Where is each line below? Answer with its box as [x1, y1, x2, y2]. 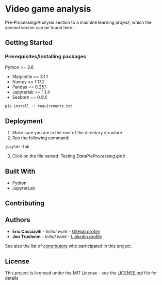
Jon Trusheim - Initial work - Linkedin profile [12, 234, 102, 239]
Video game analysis [5, 3, 91, 15]
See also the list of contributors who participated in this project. [5, 243, 132, 249]
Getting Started [5, 39, 53, 47]
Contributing [5, 199, 45, 207]
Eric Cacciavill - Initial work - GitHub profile [12, 229, 100, 235]
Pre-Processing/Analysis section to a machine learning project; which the [5, 19, 152, 25]
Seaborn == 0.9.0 [12, 94, 48, 100]
